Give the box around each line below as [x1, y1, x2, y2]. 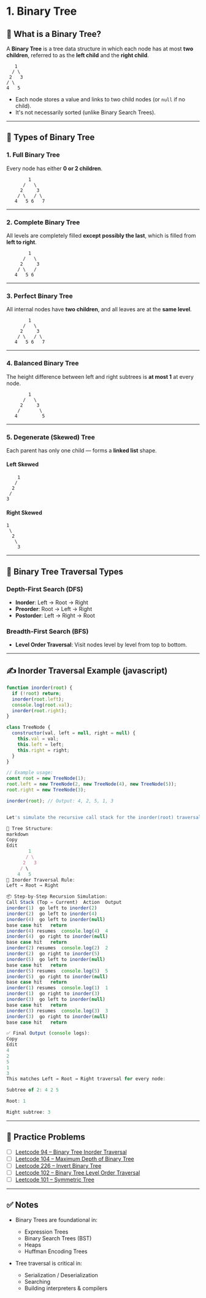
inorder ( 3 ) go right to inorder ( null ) [6, 1013, 109, 1020]
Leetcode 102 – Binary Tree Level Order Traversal [15, 1168, 140, 1176]
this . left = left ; [17, 741, 64, 747]
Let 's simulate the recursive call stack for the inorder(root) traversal [6, 814, 202, 820]
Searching [24, 1278, 51, 1285]
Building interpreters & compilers [24, 1284, 108, 1292]
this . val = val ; [17, 736, 59, 742]
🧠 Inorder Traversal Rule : [6, 877, 75, 883]
